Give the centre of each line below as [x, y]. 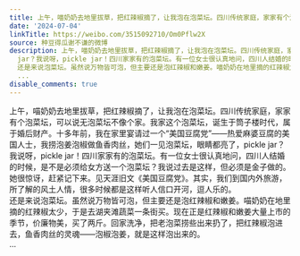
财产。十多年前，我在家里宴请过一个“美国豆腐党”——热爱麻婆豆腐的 [158, 133]
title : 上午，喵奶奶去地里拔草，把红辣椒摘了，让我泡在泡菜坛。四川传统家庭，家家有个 [150, 17]
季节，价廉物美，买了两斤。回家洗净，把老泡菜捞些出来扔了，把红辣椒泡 [142, 222]
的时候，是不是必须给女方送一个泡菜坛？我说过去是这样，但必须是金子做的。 [150, 166]
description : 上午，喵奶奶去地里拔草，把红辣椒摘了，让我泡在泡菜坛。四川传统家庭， [148, 51]
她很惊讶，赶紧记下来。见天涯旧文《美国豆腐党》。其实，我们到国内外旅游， [148, 178]
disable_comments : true [54, 84]
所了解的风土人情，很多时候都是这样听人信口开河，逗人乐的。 [123, 189]
